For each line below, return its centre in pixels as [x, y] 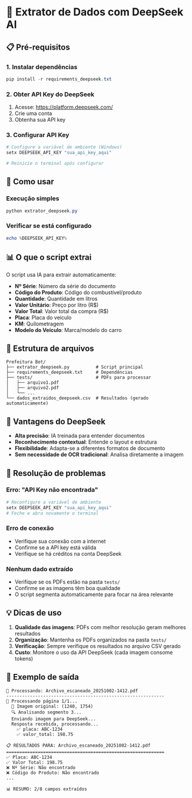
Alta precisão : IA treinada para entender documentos [80, 436]
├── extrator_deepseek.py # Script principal [75, 367]
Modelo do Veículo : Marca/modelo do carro [68, 330]
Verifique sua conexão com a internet [60, 541]
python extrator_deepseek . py [42, 211]
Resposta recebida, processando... [55, 724]
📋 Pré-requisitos [38, 47]
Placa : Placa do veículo [43, 317]
